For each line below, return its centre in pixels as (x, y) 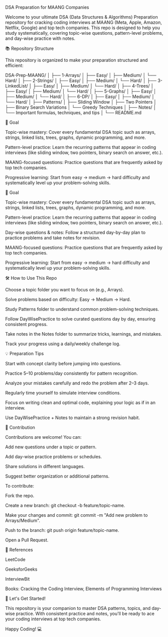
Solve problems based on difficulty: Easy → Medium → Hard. (68, 299)
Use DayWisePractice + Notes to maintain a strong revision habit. (73, 418)
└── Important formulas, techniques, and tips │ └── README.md (73, 112)
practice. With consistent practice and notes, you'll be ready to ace (85, 614)
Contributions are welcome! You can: (43, 437)
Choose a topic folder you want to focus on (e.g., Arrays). (65, 290)
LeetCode (16, 560)
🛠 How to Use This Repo (31, 278)
